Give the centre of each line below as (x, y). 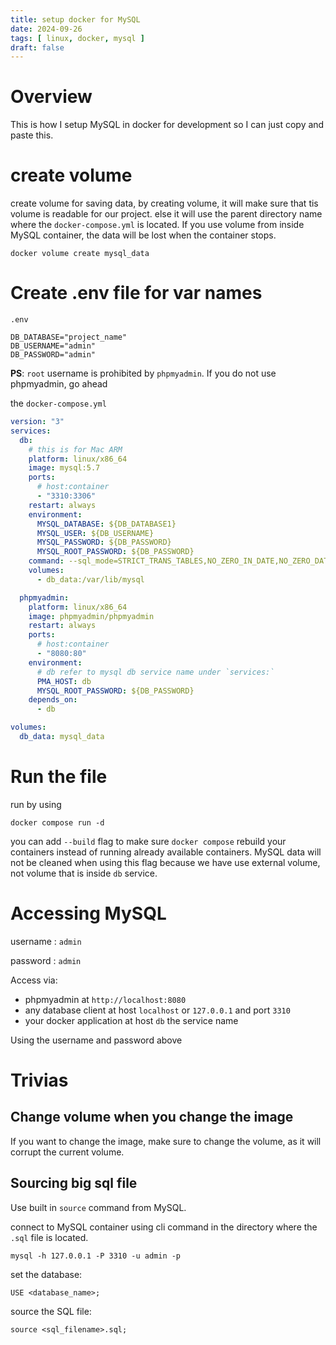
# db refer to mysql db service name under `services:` (155, 672)
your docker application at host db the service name (131, 1020)
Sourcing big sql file (74, 1183)
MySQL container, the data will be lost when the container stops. (143, 235)
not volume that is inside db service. (84, 873)
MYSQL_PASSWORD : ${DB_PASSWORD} (104, 542)
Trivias (39, 1080)
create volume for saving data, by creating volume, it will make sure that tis (164, 203)
